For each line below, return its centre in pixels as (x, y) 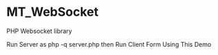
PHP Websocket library (39, 31)
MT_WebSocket (53, 12)
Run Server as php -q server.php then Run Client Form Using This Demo (109, 44)
